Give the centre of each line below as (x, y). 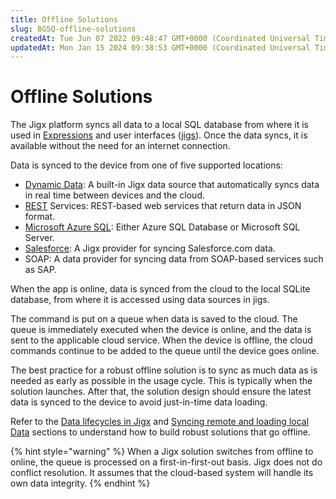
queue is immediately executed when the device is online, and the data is (161, 330)
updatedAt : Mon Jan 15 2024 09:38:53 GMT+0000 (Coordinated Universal (160, 47)
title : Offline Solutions (64, 19)
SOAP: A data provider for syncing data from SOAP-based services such (174, 259)
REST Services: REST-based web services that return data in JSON (163, 206)
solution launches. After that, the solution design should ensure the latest (161, 392)
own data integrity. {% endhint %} (80, 483)
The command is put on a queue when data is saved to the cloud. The (154, 319)
